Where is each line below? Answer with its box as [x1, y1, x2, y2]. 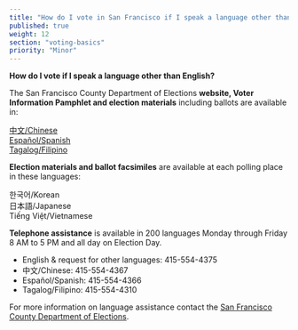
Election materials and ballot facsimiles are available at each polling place [9, 162, 284, 173]
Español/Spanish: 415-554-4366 [21, 275, 142, 286]
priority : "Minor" [9, 46, 77, 55]
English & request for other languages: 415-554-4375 [21, 254, 217, 265]
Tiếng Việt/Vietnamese [9, 211, 93, 221]
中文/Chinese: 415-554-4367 [21, 265, 129, 276]
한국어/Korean [9, 189, 60, 200]
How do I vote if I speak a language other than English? [9, 70, 216, 81]
